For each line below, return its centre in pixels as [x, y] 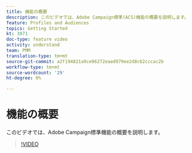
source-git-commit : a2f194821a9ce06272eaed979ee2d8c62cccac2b [85, 61]
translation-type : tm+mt [37, 56]
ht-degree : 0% [24, 78]
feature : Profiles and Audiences [48, 23]
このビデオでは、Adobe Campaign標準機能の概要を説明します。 [85, 132]
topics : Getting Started [37, 28]
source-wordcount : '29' [36, 73]
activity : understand [33, 45]
